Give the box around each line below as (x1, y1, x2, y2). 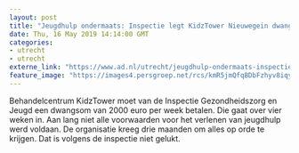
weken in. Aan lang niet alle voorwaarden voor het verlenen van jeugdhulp (9, 114, 281, 125)
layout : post (9, 12, 58, 22)
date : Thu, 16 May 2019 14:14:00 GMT (9, 29, 149, 38)
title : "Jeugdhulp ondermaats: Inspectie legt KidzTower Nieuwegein (9, 21, 269, 30)
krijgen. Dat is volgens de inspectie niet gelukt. (9, 133, 181, 143)
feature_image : (9, 71, 66, 80)
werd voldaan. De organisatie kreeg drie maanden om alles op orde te (9, 124, 265, 134)
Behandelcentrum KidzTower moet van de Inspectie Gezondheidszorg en (9, 95, 278, 106)
